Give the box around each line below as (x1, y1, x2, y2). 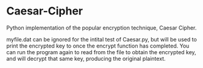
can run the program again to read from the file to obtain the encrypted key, (6, 48, 196, 55)
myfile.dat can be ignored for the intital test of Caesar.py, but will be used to (6, 36, 197, 43)
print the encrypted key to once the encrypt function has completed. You (6, 42, 190, 49)
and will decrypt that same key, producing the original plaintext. (6, 55, 166, 62)
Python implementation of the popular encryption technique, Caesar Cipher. (6, 24, 197, 31)
